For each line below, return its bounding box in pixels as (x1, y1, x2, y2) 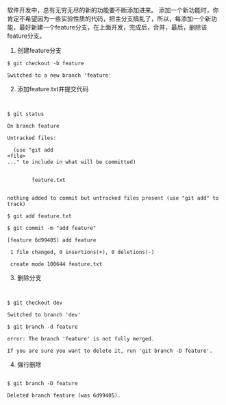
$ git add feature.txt (7, 213, 72, 220)
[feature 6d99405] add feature (7, 237, 97, 244)
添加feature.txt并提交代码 (16, 85, 89, 93)
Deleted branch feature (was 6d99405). (7, 392, 121, 399)
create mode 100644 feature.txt (10, 261, 103, 268)
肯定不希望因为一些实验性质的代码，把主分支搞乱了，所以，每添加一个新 (7, 14, 211, 23)
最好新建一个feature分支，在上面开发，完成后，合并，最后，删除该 (18, 23, 208, 31)
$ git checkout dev (7, 299, 63, 306)
